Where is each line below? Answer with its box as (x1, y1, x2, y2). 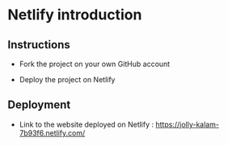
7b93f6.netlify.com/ (19, 127, 86, 138)
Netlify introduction (7, 6, 142, 24)
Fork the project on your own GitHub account (19, 59, 171, 69)
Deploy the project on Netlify (19, 75, 116, 84)
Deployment (7, 98, 71, 112)
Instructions (7, 38, 70, 52)
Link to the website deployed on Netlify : (19, 119, 154, 129)
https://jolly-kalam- (155, 119, 220, 129)
